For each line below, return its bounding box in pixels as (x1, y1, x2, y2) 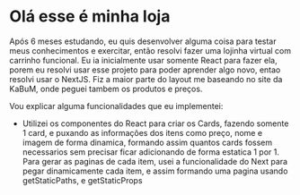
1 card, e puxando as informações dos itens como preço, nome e (22, 127, 263, 138)
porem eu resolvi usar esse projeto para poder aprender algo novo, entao (9, 64, 281, 75)
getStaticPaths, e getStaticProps (22, 174, 143, 185)
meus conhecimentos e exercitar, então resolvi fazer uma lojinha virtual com (9, 45, 292, 55)
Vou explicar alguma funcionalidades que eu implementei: (9, 100, 224, 111)
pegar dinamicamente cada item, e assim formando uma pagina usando (22, 165, 288, 176)
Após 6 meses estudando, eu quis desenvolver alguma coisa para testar (9, 36, 277, 47)
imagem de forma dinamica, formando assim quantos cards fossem (22, 137, 273, 148)
